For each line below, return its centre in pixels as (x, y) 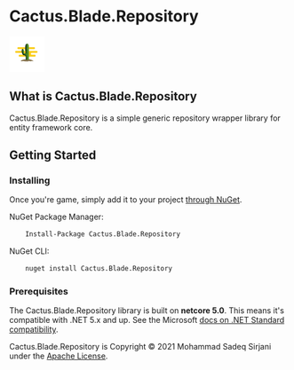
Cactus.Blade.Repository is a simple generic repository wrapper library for (145, 118)
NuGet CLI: (29, 251)
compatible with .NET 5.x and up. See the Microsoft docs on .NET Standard (147, 320)
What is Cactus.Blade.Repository (103, 96)
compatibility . (34, 329)
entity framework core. (51, 127)
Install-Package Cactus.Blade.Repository (103, 234)
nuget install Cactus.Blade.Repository (99, 269)
